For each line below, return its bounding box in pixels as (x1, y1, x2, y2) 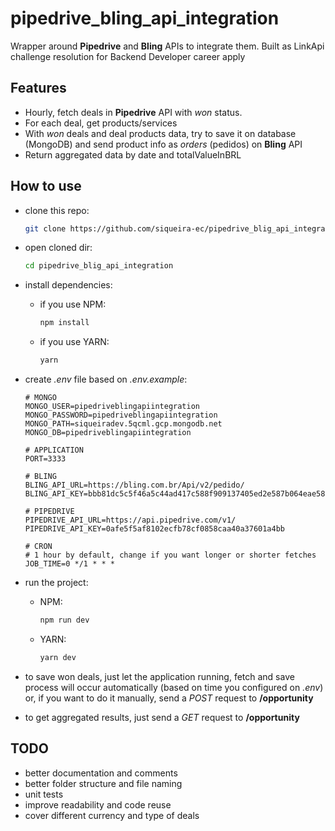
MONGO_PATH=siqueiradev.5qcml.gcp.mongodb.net (24, 419, 223, 429)
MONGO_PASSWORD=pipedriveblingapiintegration (24, 410, 218, 421)
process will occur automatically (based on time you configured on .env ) (24, 681, 324, 693)
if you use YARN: (39, 336, 110, 348)
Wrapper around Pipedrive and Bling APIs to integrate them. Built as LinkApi (10, 40, 325, 52)
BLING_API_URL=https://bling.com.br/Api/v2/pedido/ (24, 480, 245, 491)
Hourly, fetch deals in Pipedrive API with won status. (24, 106, 243, 118)
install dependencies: (24, 279, 113, 291)
